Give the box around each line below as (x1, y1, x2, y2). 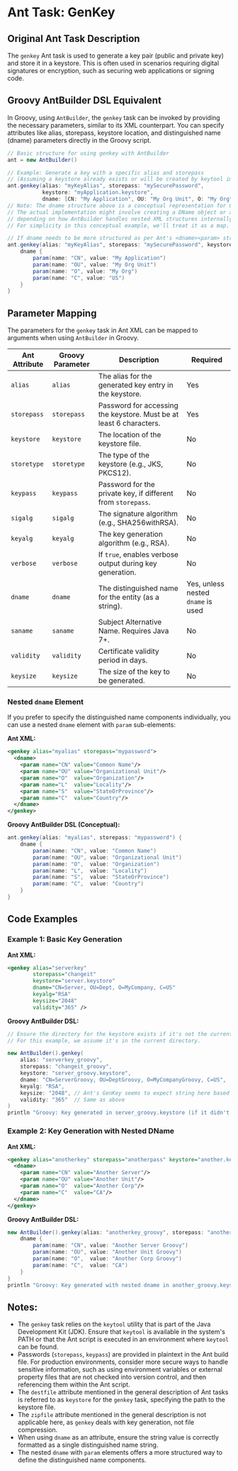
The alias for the (98, 371, 152, 381)
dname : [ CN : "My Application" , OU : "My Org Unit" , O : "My (42, 196, 217, 203)
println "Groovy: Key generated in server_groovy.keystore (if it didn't (7, 1109, 230, 1117)
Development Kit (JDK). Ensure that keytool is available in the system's (17, 1328, 225, 1336)
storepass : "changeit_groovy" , (20, 1063, 113, 1071)
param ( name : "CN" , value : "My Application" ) (33, 255, 166, 262)
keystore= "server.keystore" (33, 978, 115, 985)
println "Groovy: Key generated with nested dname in (7, 1281, 170, 1289)
